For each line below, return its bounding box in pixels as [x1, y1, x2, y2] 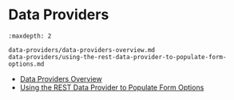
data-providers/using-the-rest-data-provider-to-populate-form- [8, 53, 227, 61]
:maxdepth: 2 [8, 32, 52, 40]
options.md [8, 60, 45, 68]
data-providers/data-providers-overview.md [8, 46, 156, 54]
